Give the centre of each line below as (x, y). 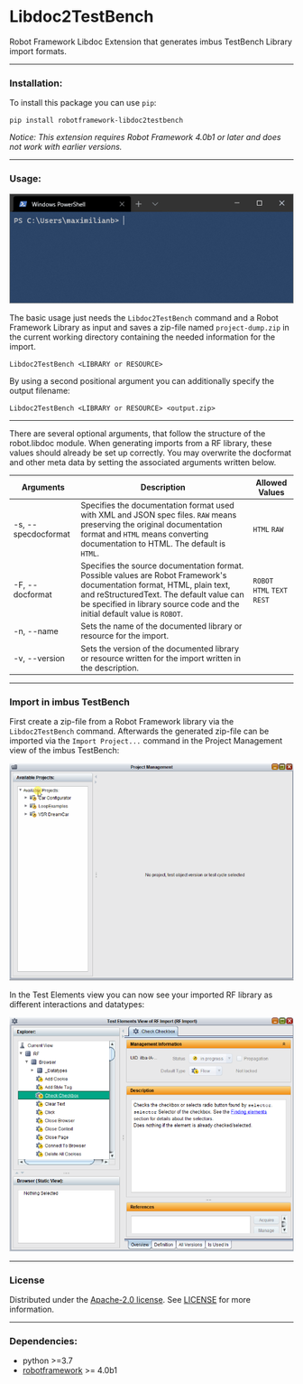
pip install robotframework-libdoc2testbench (96, 121)
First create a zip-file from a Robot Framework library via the (122, 722)
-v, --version (39, 658)
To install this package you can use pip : (83, 103)
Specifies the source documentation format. (162, 566)
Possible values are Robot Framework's (154, 575)
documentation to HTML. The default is (153, 543)
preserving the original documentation (151, 524)
